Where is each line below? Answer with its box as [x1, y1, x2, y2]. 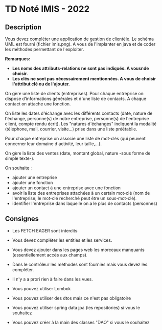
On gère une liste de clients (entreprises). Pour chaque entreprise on [5, 91, 143, 96]
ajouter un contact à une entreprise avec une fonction [12, 185, 121, 191]
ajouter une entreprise [12, 175, 57, 180]
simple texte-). [5, 155, 35, 161]
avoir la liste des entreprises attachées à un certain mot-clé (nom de [12, 190, 150, 196]
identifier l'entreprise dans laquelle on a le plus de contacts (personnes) [12, 201, 158, 206]
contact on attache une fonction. [5, 101, 71, 106]
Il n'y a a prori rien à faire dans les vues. [12, 276, 93, 282]
